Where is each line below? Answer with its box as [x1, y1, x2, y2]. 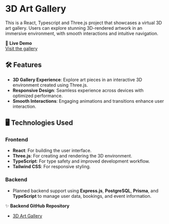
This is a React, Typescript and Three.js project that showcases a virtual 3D [5, 20, 162, 26]
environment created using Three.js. [12, 82, 88, 88]
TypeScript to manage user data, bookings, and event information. [12, 193, 152, 199]
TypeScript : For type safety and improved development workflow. [12, 158, 150, 164]
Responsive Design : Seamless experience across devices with [12, 87, 144, 93]
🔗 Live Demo [5, 40, 32, 46]
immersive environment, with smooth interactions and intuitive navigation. [5, 30, 159, 36]
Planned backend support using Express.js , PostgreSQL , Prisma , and [12, 187, 159, 194]
